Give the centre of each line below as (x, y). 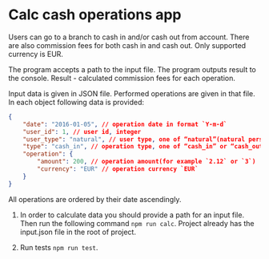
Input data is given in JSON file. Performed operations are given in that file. (132, 93)
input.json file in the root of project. (78, 232)
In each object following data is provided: (76, 102)
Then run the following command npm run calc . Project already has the (137, 223)
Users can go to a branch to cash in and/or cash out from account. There (129, 37)
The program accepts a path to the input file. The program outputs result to (132, 69)
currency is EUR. (36, 54)
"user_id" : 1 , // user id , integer (82, 132)
